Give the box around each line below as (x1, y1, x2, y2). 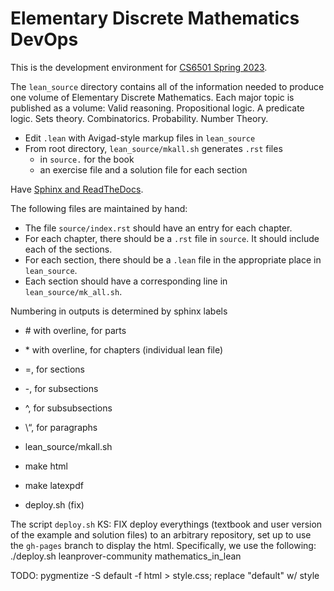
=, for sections (24, 363, 85, 375)
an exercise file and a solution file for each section (39, 163, 248, 176)
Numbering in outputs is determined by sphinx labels (10, 305, 228, 317)
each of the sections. (24, 243, 113, 255)
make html (24, 460, 68, 472)
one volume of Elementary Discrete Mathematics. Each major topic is (10, 91, 295, 103)
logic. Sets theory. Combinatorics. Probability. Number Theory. (10, 112, 269, 124)
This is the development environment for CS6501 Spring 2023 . (10, 61, 268, 73)
